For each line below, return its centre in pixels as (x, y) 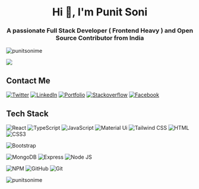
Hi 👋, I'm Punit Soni (100, 12)
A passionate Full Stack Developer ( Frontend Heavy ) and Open (100, 31)
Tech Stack (27, 113)
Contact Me (28, 80)
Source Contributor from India (100, 38)
